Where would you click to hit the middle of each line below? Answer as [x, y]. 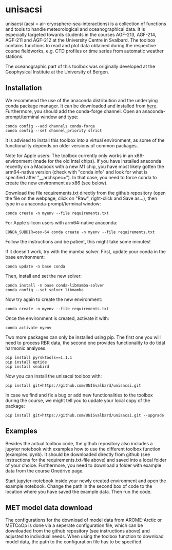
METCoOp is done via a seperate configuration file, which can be [74, 525]
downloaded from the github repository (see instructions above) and [78, 531]
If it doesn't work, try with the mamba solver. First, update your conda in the [85, 251]
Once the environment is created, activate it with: [57, 318]
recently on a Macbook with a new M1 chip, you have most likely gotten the [85, 166]
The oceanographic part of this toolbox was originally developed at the [80, 66]
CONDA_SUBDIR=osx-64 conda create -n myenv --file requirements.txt [80, 232]
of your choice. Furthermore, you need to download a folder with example [83, 465]
